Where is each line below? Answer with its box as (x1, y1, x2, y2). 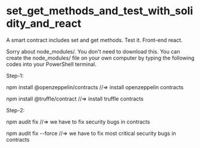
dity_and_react (6, 17, 82, 30)
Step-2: (6, 106, 25, 114)
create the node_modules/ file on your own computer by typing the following (6, 54, 195, 61)
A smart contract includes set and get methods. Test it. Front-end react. (6, 36, 183, 43)
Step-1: (6, 72, 24, 79)
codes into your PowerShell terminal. (6, 61, 97, 68)
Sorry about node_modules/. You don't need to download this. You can (6, 48, 180, 55)
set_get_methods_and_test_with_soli (6, 4, 193, 18)
